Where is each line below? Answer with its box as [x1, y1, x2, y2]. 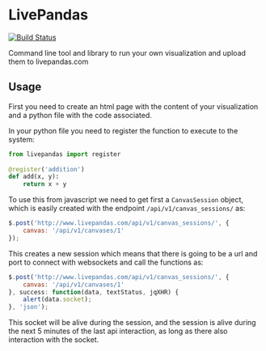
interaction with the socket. [8, 335, 99, 345]
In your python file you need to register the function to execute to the [8, 125, 239, 135]
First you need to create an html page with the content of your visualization [8, 101, 259, 111]
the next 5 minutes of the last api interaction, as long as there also [8, 326, 228, 336]
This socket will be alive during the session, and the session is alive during [8, 318, 256, 328]
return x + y [23, 180, 67, 188]
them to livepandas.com [8, 57, 89, 66]
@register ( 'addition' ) [8, 165, 85, 173]
